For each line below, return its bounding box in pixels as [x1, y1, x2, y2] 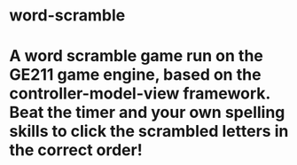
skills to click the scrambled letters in [9, 122, 289, 142]
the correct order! [9, 140, 144, 161]
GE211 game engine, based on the [9, 65, 262, 85]
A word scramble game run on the [9, 46, 264, 67]
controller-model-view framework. [9, 83, 270, 104]
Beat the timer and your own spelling [9, 103, 285, 122]
